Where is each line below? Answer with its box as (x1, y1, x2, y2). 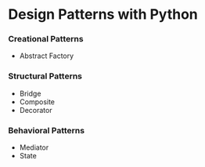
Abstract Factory (19, 51, 74, 60)
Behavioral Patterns (8, 125, 85, 136)
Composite (19, 96, 56, 107)
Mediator (19, 143, 49, 152)
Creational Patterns (8, 34, 84, 45)
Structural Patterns (8, 71, 83, 82)
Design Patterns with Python (8, 5, 198, 24)
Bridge (19, 89, 41, 98)
